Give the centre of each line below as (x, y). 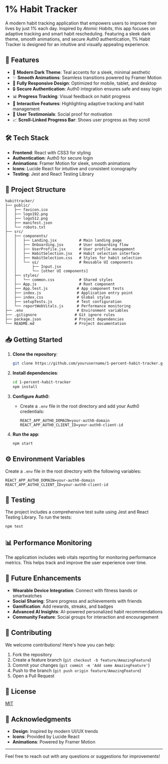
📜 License (21, 692)
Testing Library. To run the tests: (38, 517)
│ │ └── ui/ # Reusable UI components (69, 262)
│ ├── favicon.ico (27, 210)
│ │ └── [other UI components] (47, 271)
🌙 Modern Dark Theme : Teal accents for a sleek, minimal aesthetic (81, 72)
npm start (23, 443)
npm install (25, 387)
